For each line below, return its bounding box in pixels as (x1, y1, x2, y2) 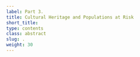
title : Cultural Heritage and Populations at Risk (6, 14, 134, 20)
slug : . (6, 36, 26, 42)
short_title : (6, 20, 39, 26)
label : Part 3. (6, 8, 44, 15)
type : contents (6, 25, 44, 31)
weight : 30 (6, 42, 33, 48)
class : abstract (6, 31, 46, 37)
